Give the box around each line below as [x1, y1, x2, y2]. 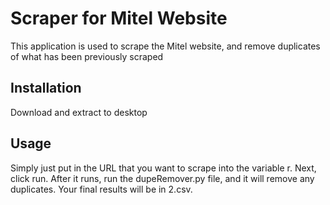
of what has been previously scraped [10, 50, 164, 62]
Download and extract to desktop [10, 106, 148, 118]
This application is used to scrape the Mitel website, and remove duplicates [10, 40, 321, 52]
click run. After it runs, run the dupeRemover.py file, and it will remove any [10, 172, 315, 184]
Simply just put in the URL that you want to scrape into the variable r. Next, [10, 162, 317, 174]
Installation [10, 80, 82, 97]
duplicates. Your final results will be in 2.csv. [10, 183, 193, 195]
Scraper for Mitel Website [10, 7, 228, 30]
